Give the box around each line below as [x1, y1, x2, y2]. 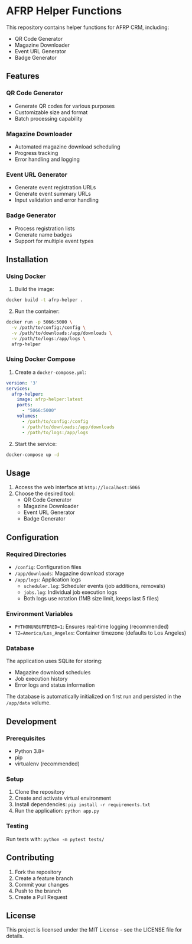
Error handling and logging [14, 156, 80, 163]
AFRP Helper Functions [6, 4, 122, 18]
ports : [17, 402, 33, 408]
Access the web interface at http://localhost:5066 [14, 484, 141, 491]
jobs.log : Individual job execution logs [23, 589, 118, 596]
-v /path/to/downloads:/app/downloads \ [11, 330, 112, 336]
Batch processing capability [14, 115, 83, 122]
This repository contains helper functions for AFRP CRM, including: [6, 24, 170, 31]
